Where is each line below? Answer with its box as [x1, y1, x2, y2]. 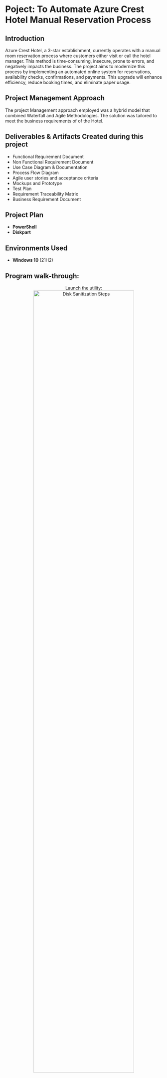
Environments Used [5, 244, 68, 252]
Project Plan [5, 211, 44, 219]
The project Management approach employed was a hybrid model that [5, 107, 150, 113]
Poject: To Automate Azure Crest [5, 4, 145, 15]
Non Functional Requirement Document [12, 159, 94, 165]
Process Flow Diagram [12, 169, 59, 175]
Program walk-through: [5, 272, 80, 280]
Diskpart [12, 229, 31, 235]
